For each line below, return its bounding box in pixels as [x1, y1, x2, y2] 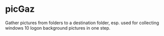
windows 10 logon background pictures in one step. [5, 25, 110, 31]
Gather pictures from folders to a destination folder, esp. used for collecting [5, 20, 160, 26]
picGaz [5, 3, 35, 15]
